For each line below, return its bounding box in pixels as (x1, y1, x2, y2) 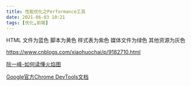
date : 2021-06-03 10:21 (6, 14, 66, 20)
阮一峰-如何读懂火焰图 (6, 60, 61, 68)
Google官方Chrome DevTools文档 (6, 74, 89, 81)
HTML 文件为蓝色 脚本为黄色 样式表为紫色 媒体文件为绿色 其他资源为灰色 (6, 37, 186, 44)
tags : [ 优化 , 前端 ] (6, 20, 49, 26)
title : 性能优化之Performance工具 (6, 8, 86, 15)
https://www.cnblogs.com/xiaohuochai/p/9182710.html (6, 49, 141, 56)
